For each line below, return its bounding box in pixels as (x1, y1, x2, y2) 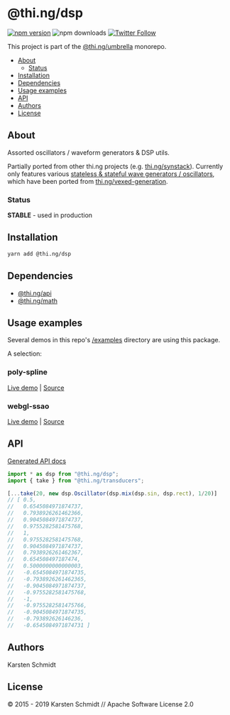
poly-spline (7, 367, 48, 377)
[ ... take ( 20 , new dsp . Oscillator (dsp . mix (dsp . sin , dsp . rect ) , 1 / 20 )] (7, 490, 218, 497)
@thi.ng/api (17, 289, 52, 298)
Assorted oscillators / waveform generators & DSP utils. (7, 148, 170, 157)
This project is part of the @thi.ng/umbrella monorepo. (7, 42, 167, 50)
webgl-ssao (7, 401, 50, 411)
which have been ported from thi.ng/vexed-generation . (7, 177, 168, 185)
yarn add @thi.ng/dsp (7, 250, 72, 257)
